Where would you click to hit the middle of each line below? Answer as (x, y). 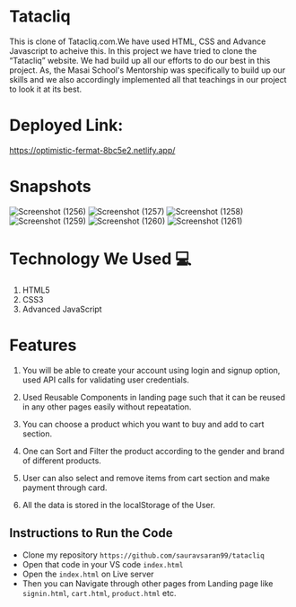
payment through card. (65, 488)
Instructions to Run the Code (91, 533)
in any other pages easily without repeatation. (107, 407)
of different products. (61, 461)
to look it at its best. (46, 89)
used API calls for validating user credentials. (106, 380)
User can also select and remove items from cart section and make (146, 478)
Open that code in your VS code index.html (103, 564)
